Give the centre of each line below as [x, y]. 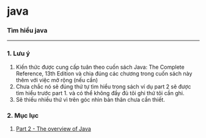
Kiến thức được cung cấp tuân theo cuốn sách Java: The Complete [100, 67]
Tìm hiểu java [27, 31]
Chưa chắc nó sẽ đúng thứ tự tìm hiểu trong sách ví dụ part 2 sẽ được [103, 86]
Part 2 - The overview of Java [53, 129]
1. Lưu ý [18, 53]
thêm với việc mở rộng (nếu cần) [57, 80]
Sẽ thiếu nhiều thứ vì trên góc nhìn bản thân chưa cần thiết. [90, 99]
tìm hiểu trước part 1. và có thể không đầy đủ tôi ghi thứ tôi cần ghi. [100, 93]
